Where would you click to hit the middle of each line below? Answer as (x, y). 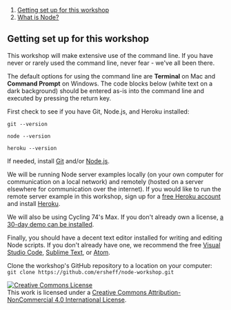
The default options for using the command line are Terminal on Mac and (111, 76)
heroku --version (32, 148)
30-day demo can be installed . (51, 224)
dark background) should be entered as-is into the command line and (106, 91)
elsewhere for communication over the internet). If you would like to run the (114, 189)
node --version (29, 136)
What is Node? (38, 17)
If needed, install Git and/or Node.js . (59, 161)
